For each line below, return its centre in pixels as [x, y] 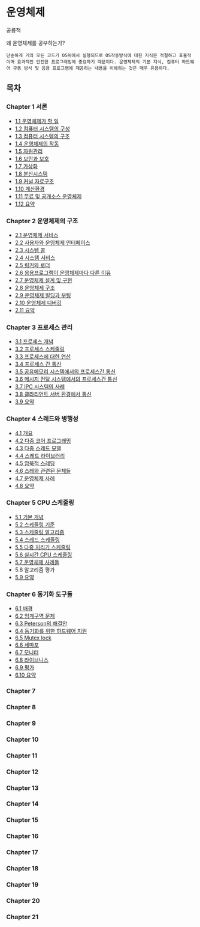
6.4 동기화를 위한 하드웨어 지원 [51, 631]
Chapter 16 [22, 836]
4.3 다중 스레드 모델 [38, 448]
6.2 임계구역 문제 [35, 616]
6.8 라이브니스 [32, 660]
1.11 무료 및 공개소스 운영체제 [48, 196]
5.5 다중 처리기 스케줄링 [43, 547]
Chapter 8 [21, 707]
